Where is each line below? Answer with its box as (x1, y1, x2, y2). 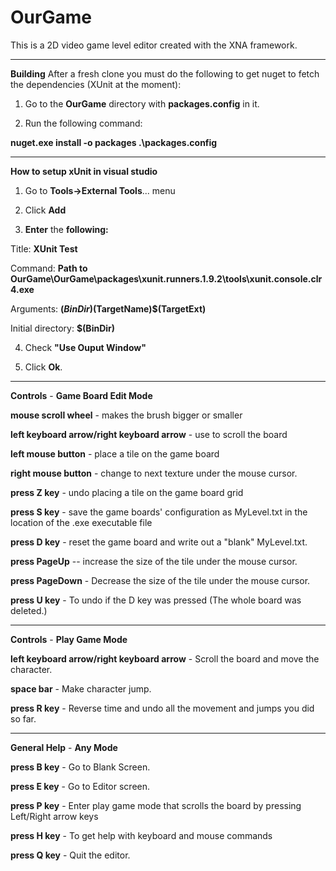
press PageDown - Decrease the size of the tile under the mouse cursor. (10, 574, 311, 586)
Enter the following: (24, 223, 109, 235)
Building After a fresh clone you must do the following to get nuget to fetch (10, 67, 320, 80)
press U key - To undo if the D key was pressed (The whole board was (10, 594, 302, 606)
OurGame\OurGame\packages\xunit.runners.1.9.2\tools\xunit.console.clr (10, 272, 323, 285)
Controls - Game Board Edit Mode (10, 389, 153, 401)
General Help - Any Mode (10, 741, 118, 753)
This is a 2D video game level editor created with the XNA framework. (10, 39, 298, 51)
